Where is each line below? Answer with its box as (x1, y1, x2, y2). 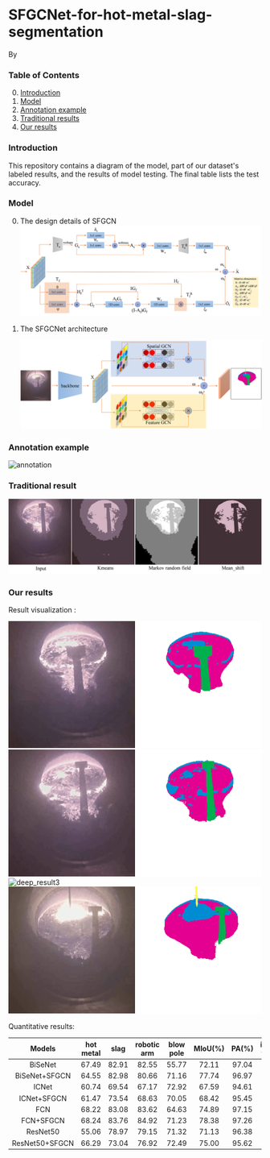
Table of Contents (8, 69, 80, 81)
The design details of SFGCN (19, 216, 117, 226)
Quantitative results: (8, 1022, 75, 1031)
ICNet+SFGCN (18, 1094, 67, 1103)
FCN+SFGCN (21, 1116, 65, 1126)
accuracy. (8, 177, 42, 187)
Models (30, 1044, 56, 1053)
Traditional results (19, 114, 80, 123)
